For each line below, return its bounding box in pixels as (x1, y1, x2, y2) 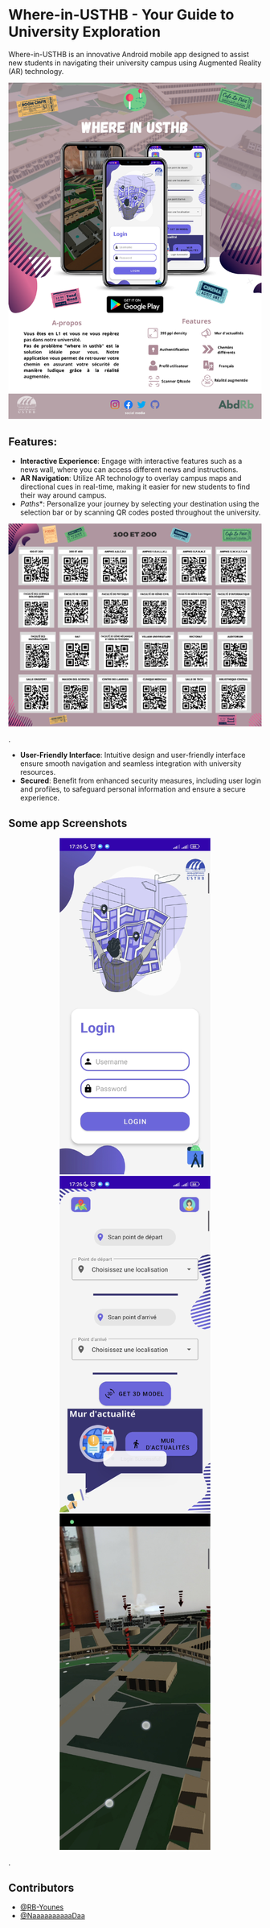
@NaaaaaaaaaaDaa (19, 1911, 86, 1921)
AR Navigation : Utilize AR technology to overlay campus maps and (19, 474, 242, 483)
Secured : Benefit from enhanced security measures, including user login (19, 776, 262, 786)
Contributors (8, 1881, 75, 1894)
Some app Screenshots (8, 816, 128, 830)
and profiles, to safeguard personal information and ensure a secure (19, 784, 247, 794)
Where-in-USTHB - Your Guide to (8, 6, 235, 24)
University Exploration (8, 23, 161, 41)
